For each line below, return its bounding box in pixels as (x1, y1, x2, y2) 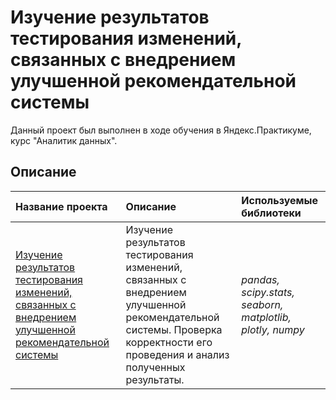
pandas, (241, 272, 280, 286)
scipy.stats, (241, 285, 295, 299)
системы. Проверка (125, 322, 223, 336)
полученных (125, 360, 186, 374)
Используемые (241, 193, 318, 207)
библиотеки (241, 206, 302, 220)
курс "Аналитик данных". (10, 134, 118, 146)
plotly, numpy (241, 322, 305, 336)
